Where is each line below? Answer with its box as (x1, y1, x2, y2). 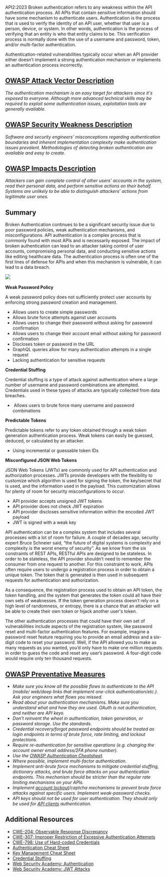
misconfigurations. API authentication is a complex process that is (5, 232, 141, 238)
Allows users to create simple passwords (12, 309, 97, 315)
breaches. (5, 393, 26, 399)
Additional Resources (5, 815, 73, 824)
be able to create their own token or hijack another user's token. (5, 608, 137, 614)
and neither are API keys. (12, 710, 65, 716)
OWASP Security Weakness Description (5, 121, 132, 129)
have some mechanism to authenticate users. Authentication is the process (5, 15, 160, 21)
